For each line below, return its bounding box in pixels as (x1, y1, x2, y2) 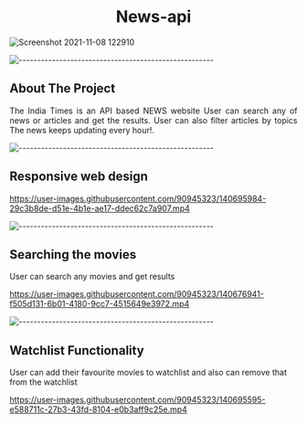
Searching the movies (9, 247, 137, 262)
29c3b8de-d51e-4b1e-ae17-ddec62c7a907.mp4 (9, 203, 190, 214)
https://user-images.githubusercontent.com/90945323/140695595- (9, 395, 266, 406)
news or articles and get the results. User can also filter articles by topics (9, 114, 298, 125)
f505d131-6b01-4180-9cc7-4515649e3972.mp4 (9, 299, 190, 310)
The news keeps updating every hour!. (9, 124, 155, 135)
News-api (115, 6, 192, 27)
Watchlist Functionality (9, 343, 144, 358)
